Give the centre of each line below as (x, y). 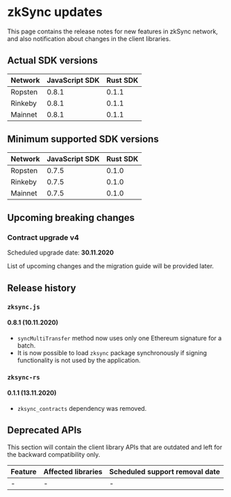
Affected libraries (73, 471)
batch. (26, 345)
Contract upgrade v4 (43, 237)
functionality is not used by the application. (79, 360)
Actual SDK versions (53, 61)
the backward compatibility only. (54, 454)
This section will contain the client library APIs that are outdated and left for (115, 447)
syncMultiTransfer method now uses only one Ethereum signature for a (119, 338)
